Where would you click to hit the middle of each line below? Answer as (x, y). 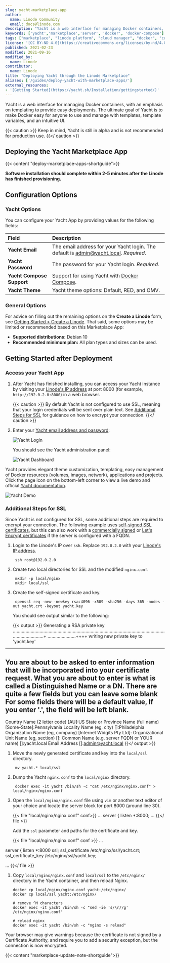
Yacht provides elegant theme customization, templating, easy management (84, 469)
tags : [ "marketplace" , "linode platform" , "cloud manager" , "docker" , (81, 38)
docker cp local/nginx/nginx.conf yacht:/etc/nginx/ (69, 890)
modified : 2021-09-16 (28, 52)
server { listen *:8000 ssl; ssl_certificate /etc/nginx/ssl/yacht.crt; (73, 850)
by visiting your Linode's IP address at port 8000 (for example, (78, 389)
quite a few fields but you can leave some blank (82, 694)
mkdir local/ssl (32, 583)
